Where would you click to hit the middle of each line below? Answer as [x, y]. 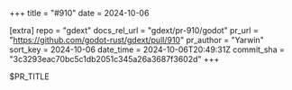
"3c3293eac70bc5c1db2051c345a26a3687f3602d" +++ [114, 59]
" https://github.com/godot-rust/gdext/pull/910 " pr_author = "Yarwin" [137, 40]
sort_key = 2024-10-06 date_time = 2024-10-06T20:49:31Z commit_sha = [147, 49]
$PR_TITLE [29, 76]
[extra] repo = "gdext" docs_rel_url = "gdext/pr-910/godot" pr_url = [134, 30]
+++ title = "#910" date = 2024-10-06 [79, 13]
